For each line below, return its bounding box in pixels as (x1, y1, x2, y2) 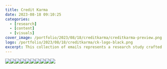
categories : (5, 16, 30, 21)
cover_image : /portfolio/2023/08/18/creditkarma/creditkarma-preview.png (5, 35, 162, 40)
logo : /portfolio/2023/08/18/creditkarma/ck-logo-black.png (5, 40, 133, 45)
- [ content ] (9, 26, 35, 31)
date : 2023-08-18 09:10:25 (5, 12, 61, 17)
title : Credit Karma (5, 7, 48, 12)
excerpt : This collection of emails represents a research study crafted (5, 44, 162, 49)
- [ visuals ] (9, 30, 35, 35)
